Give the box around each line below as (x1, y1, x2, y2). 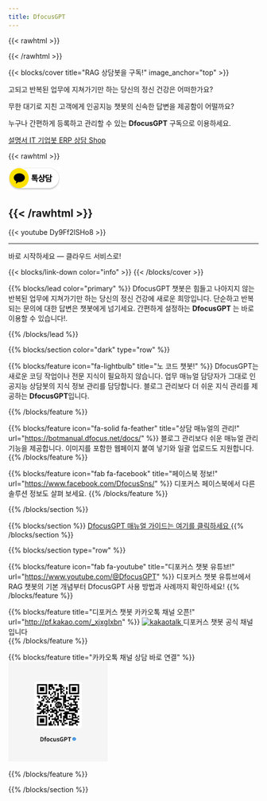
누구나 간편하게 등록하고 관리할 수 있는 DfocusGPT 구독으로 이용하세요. (8, 118, 232, 127)
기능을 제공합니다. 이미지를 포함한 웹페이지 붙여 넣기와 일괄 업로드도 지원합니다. (8, 443, 254, 453)
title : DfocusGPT (8, 13, 66, 21)
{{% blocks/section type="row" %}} (8, 545, 126, 555)
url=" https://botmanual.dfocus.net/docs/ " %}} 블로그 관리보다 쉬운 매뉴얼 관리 (8, 434, 259, 443)
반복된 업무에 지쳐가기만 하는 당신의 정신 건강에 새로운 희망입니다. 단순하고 (8, 294, 240, 303)
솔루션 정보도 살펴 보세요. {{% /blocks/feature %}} (8, 489, 168, 498)
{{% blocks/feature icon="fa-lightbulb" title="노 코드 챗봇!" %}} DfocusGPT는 (8, 361, 259, 371)
